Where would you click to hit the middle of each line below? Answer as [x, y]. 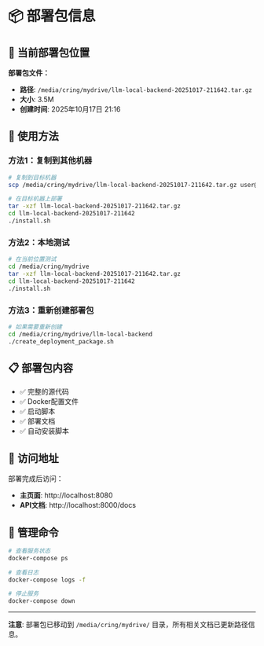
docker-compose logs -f [47, 580]
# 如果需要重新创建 [35, 327]
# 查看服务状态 [29, 551]
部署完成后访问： [36, 479]
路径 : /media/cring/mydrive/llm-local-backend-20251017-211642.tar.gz [136, 90]
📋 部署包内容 [41, 367]
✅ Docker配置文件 [49, 402]
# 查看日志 [24, 572]
